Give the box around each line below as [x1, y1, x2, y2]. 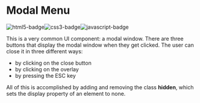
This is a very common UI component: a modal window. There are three [6, 35, 184, 42]
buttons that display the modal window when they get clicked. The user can [6, 41, 194, 49]
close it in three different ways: [6, 47, 83, 54]
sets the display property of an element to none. [6, 90, 126, 97]
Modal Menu [6, 4, 70, 17]
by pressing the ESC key [14, 72, 77, 79]
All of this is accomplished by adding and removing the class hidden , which [6, 83, 194, 90]
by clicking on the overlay [14, 65, 80, 72]
